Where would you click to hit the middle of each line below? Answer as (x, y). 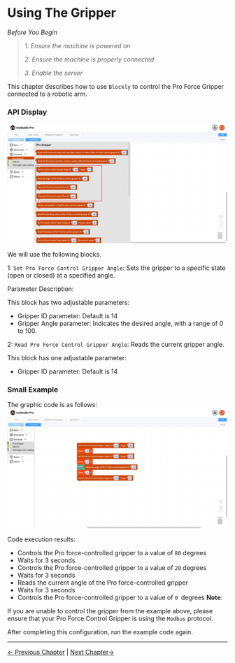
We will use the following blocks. (54, 254)
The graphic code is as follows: (52, 405)
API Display (27, 112)
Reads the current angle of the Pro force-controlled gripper (103, 583)
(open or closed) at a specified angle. (61, 275)
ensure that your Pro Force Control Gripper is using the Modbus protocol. (110, 618)
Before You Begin (33, 32)
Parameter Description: (41, 289)
